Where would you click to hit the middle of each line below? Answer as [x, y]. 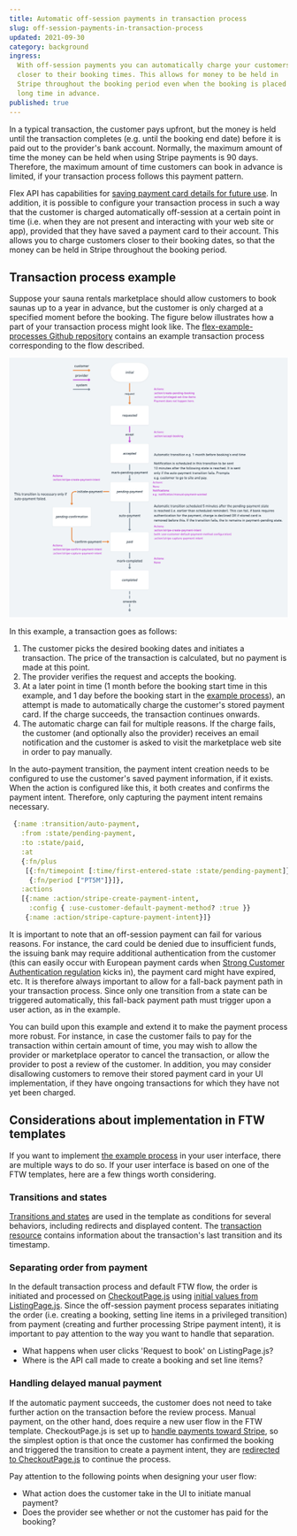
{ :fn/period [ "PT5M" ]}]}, [76, 880]
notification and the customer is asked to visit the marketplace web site [152, 742]
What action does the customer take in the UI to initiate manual [137, 1493]
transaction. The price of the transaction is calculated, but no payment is [154, 658]
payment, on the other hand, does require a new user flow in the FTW [136, 1421]
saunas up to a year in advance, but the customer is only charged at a [136, 308]
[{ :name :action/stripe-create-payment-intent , [110, 899]
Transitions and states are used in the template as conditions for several [140, 1217]
